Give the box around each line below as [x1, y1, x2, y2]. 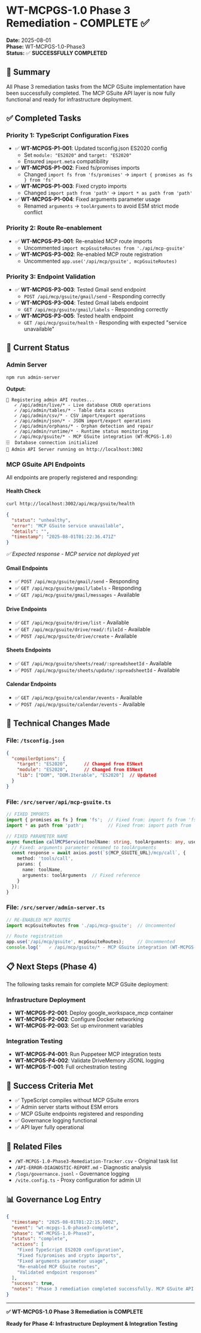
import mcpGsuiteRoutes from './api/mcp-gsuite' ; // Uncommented [6, 922, 175, 929]
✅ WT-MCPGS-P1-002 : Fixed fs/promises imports [14, 164, 140, 172]
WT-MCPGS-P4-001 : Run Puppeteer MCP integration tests [14, 1050, 162, 1058]
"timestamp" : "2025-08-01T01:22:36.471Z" [11, 534, 117, 540]
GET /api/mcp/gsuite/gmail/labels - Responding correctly [23, 306, 169, 313]
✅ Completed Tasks [6, 113, 82, 124]
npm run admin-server [6, 374, 60, 380]
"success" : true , [11, 1280, 55, 1287]
